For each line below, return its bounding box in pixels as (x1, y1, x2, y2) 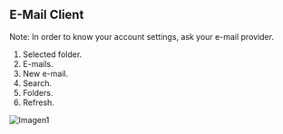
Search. (22, 77, 53, 89)
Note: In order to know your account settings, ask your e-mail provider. (9, 31, 275, 42)
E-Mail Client (9, 7, 84, 23)
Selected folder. (22, 49, 83, 60)
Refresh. (22, 97, 54, 108)
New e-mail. (22, 68, 69, 79)
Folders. (22, 87, 54, 98)
